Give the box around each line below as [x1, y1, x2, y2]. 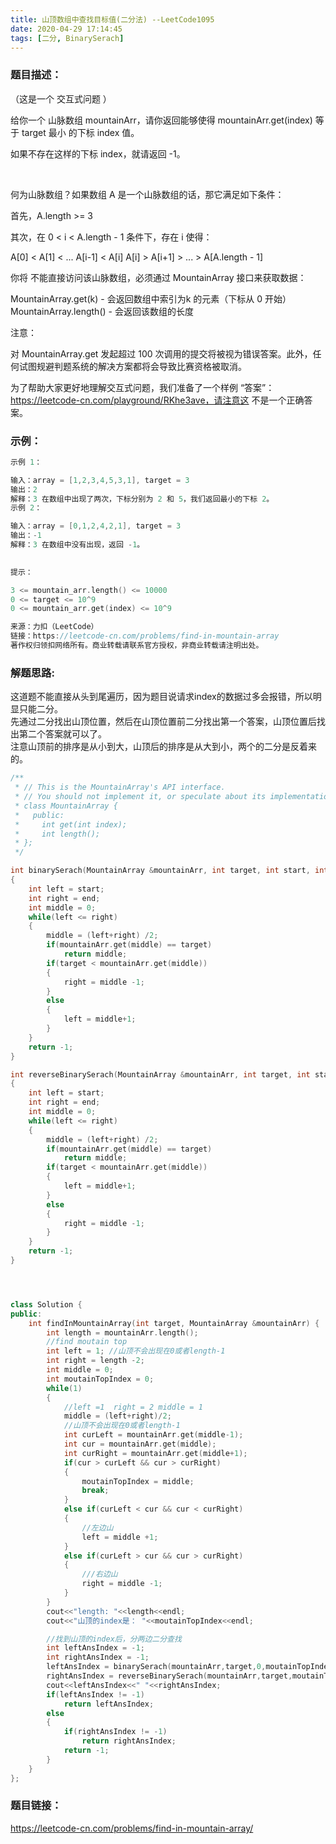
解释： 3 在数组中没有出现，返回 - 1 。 [10, 540, 145, 550]
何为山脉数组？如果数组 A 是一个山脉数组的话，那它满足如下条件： [10, 188, 285, 200]
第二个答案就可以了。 [18, 728, 107, 740]
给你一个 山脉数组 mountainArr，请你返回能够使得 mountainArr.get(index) [10, 114, 313, 126]
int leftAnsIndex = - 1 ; [46, 1643, 145, 1653]
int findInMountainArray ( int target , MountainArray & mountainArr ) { [28, 1318, 320, 1328]
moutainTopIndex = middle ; [81, 1476, 195, 1486]
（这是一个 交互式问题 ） [10, 92, 112, 105]
